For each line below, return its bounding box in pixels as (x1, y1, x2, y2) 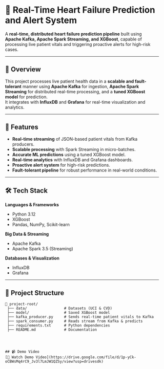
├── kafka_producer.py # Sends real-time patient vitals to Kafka (7, 315, 154, 320)
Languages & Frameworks (5, 202, 60, 208)
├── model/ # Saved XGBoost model (7, 310, 110, 315)
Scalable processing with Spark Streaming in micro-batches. (12, 146, 136, 152)
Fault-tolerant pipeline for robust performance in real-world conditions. (12, 167, 157, 173)
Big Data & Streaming (5, 231, 49, 237)
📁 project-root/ (5, 302, 38, 307)
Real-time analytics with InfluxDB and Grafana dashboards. (12, 156, 133, 163)
